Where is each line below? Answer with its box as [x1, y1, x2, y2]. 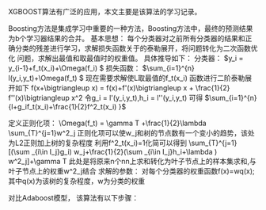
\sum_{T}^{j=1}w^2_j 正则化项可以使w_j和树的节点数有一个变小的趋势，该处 [8, 128, 255, 137]
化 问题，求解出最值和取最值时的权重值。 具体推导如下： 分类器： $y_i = [8, 54, 244, 63]
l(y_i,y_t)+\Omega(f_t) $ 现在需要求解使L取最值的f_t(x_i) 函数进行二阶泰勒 [8, 74, 245, 82]
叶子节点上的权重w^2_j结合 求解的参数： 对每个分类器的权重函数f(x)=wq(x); [8, 166, 255, 176]
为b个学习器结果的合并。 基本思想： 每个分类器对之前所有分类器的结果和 [8, 34, 245, 43]
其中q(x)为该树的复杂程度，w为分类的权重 [8, 177, 145, 185]
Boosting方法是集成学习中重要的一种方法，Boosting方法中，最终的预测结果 [8, 24, 253, 33]
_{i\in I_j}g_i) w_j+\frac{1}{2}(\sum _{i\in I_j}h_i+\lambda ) [31, 147, 218, 156]
